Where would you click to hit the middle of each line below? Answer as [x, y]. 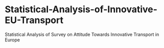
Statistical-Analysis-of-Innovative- [81, 9]
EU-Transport [34, 20]
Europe [12, 40]
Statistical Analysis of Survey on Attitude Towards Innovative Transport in [82, 34]
